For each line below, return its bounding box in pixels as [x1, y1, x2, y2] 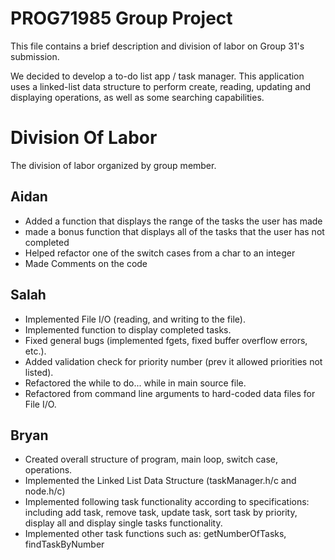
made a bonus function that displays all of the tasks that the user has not [24, 225, 325, 237]
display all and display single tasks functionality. [24, 517, 223, 529]
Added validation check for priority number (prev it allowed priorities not [24, 355, 323, 367]
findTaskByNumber [24, 538, 105, 551]
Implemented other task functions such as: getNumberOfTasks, [24, 528, 287, 540]
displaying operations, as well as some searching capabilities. [10, 91, 265, 103]
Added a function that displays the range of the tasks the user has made [24, 215, 323, 227]
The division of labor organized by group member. [10, 159, 217, 171]
